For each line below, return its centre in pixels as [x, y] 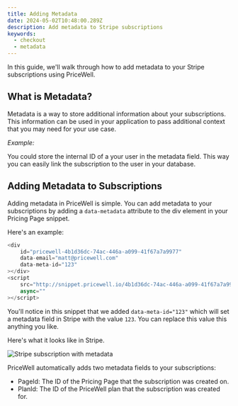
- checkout [30, 40]
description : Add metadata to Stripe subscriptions [85, 27]
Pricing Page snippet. [39, 218]
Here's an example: [35, 232]
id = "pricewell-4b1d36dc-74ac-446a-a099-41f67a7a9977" [101, 252]
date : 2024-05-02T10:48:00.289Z [55, 21]
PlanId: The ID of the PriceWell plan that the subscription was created [119, 389]
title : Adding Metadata [42, 14]
